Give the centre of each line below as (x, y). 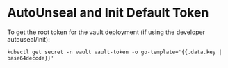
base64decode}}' (31, 58)
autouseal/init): (29, 39)
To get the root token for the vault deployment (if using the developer (106, 32)
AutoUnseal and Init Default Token (108, 13)
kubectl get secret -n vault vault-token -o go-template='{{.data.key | (115, 52)
